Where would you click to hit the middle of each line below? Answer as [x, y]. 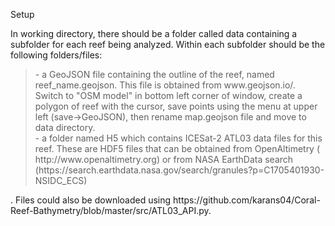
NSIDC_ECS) [61, 180]
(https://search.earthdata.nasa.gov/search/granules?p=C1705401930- [179, 170]
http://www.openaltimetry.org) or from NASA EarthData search [164, 159]
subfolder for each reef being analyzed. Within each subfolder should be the [168, 44]
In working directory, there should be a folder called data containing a [154, 33]
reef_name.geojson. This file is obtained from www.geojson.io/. [165, 85]
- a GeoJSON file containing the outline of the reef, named [154, 74]
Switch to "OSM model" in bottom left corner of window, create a [168, 95]
